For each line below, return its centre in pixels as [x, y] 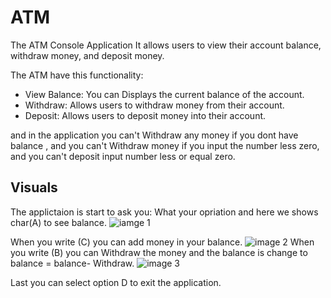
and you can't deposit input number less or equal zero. [123, 156]
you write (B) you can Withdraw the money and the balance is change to [159, 252]
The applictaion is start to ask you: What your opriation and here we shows [164, 212]
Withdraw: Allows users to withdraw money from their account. [154, 105]
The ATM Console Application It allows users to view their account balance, [166, 45]
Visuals [34, 187]
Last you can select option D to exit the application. [116, 282]
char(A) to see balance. [58, 222]
